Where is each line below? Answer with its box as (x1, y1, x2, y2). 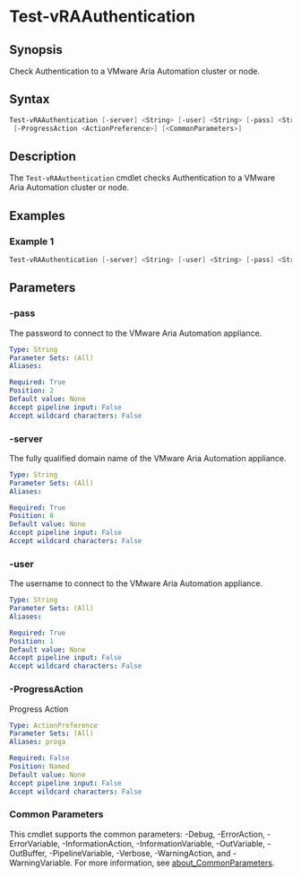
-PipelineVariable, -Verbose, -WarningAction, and (48, 847, 231, 858)
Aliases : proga (9, 738, 66, 747)
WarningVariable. (9, 857, 73, 868)
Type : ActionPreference (9, 721, 99, 730)
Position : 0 (9, 512, 54, 521)
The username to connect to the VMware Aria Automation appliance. (9, 578, 262, 589)
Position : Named (9, 762, 70, 771)
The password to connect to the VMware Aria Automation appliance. (9, 328, 262, 338)
